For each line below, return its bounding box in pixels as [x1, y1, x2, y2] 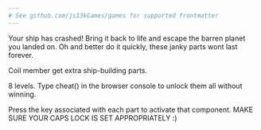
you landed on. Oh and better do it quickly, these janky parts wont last [8, 41, 238, 52]
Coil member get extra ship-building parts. [8, 65, 148, 75]
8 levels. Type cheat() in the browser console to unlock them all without [8, 81, 243, 90]
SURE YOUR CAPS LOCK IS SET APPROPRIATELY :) [8, 113, 177, 123]
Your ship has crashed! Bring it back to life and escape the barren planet [8, 33, 246, 43]
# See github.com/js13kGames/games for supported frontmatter [8, 11, 219, 20]
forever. [8, 50, 34, 59]
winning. [8, 89, 37, 99]
